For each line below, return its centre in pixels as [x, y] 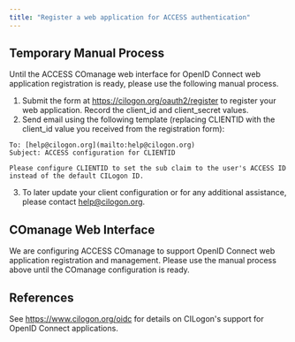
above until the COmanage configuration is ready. [99, 270]
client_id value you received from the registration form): [123, 129]
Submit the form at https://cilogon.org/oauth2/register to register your [149, 101]
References [42, 297]
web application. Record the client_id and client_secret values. [135, 110]
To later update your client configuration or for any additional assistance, [154, 193]
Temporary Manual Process [87, 53]
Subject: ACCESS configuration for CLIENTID [92, 153]
